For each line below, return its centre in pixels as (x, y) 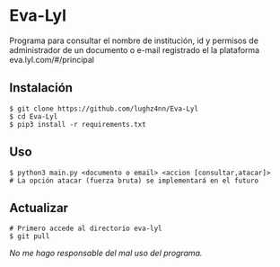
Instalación (41, 88)
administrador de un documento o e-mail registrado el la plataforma (135, 49)
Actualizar (39, 208)
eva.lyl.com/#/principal (52, 59)
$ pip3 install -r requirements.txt (78, 124)
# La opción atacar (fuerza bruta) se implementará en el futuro (134, 181)
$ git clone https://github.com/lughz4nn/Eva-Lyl (104, 109)
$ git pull (30, 236)
